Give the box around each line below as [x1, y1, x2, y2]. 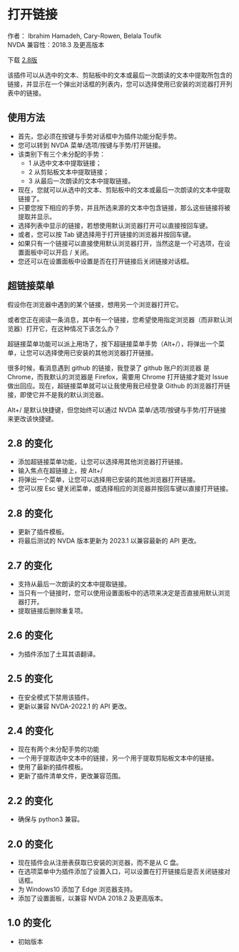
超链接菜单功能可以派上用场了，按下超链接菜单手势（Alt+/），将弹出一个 [7, 339, 219, 348]
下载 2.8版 [7, 55, 38, 64]
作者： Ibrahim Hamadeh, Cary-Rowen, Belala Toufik [7, 31, 162, 40]
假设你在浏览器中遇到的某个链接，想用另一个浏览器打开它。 [7, 300, 183, 309]
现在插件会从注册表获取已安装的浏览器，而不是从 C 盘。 [17, 858, 183, 867]
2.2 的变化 [7, 794, 54, 807]
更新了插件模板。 [17, 528, 68, 536]
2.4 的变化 [7, 725, 54, 737]
